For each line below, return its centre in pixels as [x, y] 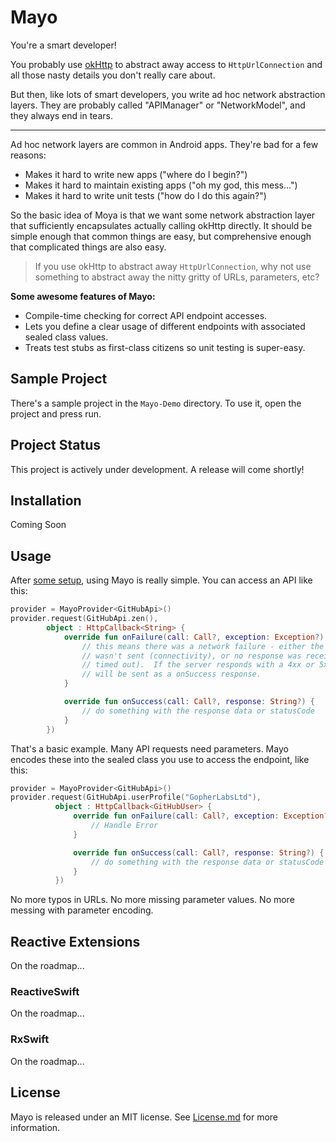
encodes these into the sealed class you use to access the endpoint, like [160, 759]
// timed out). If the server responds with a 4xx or [198, 665]
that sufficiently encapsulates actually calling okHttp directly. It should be [161, 225]
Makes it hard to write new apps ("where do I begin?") [136, 174]
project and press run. [56, 413]
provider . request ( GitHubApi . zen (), [84, 619]
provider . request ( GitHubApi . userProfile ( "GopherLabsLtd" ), [136, 797]
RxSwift [30, 1039]
